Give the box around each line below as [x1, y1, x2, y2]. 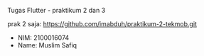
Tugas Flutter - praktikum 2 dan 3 [7, 6, 106, 14]
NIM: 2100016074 [17, 33, 70, 42]
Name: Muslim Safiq [17, 41, 77, 49]
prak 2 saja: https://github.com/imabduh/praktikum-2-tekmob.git [7, 20, 198, 28]
